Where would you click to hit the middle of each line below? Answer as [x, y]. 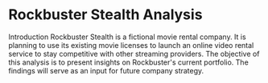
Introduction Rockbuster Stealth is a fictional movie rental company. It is [128, 37]
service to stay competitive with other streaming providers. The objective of [134, 53]
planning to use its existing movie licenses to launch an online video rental [131, 45]
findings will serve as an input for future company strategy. [106, 70]
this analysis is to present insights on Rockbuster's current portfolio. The [129, 62]
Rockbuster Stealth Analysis [105, 15]
